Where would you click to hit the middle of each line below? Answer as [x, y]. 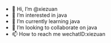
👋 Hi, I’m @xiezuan [35, 9]
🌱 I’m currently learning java [46, 21]
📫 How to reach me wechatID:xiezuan [58, 34]
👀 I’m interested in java [39, 15]
